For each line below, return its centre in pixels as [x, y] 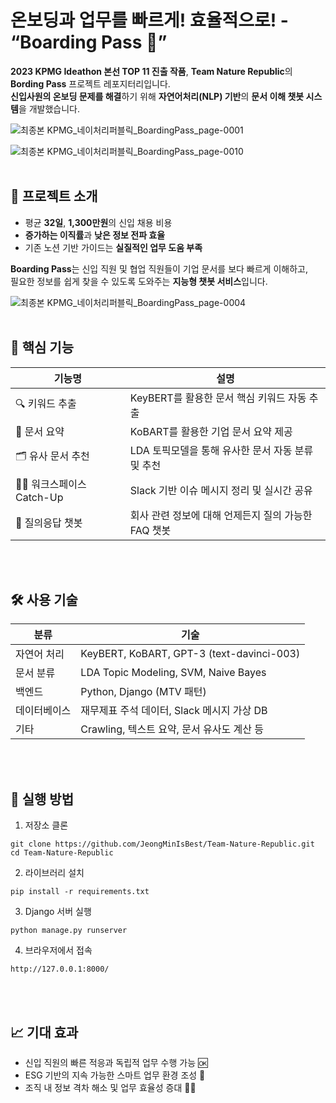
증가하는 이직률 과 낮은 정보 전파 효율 [95, 235]
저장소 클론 [46, 825]
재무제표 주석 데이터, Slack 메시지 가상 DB [174, 711]
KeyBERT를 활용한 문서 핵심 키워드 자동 [218, 398]
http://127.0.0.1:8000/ [60, 969]
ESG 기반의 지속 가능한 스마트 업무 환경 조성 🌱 [115, 1075]
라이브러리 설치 [54, 873]
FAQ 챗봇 [150, 530]
